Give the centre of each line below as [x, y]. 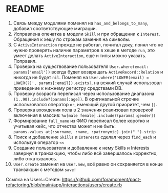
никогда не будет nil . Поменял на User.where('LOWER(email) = [81, 77]
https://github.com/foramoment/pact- [101, 179]
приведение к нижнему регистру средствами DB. [68, 88]
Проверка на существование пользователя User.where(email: [81, 66]
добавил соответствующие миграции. [55, 28]
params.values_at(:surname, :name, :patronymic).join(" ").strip [84, 132]
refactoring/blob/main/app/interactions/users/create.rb [64, 185]
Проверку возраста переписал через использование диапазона [84, 93]
